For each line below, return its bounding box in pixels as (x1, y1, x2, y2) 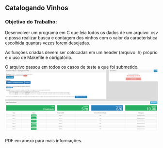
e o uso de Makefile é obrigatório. (5, 55, 73, 60)
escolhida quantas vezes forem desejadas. (5, 40, 91, 46)
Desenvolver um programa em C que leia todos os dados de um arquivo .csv (5, 29, 158, 36)
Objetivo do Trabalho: (5, 18, 57, 25)
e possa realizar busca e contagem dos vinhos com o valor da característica (5, 35, 158, 40)
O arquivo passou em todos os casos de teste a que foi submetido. (5, 64, 139, 70)
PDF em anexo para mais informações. (5, 138, 82, 144)
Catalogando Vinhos (5, 4, 69, 12)
